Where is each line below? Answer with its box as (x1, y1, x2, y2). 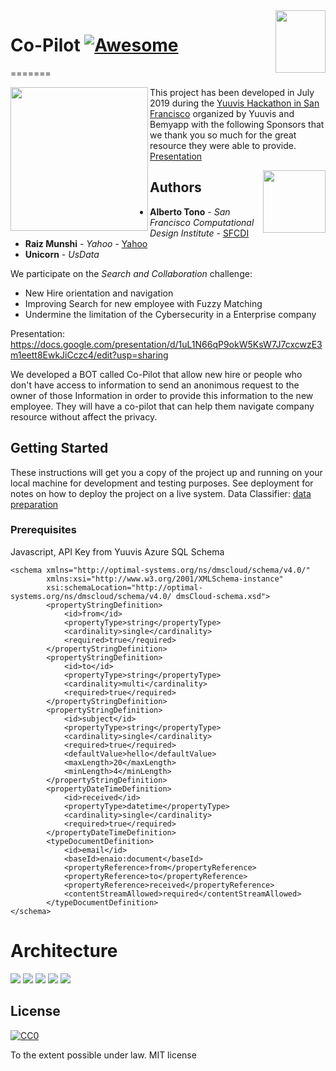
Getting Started (10, 440, 109, 457)
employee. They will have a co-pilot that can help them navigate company (10, 400, 315, 412)
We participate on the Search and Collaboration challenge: (10, 267, 253, 279)
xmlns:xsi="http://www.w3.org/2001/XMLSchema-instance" (46, 574, 284, 584)
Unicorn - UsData (24, 248, 100, 260)
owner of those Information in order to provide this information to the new (10, 389, 314, 401)
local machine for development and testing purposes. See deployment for (10, 477, 314, 489)
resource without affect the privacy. (10, 410, 158, 423)
